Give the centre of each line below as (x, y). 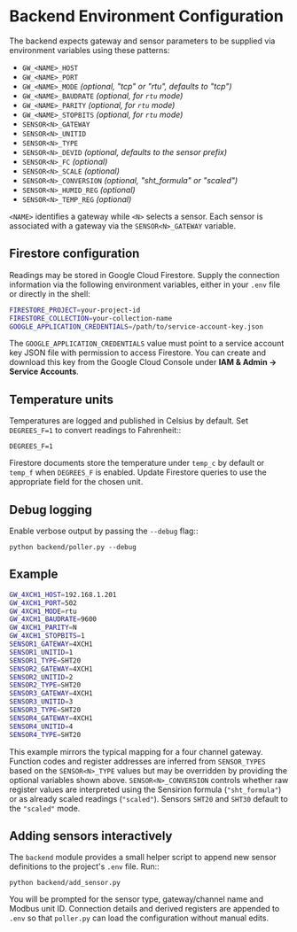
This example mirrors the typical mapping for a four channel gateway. (136, 751)
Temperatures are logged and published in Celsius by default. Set (129, 421)
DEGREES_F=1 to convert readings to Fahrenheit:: (95, 431)
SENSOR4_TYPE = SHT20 (45, 734)
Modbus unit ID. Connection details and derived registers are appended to (145, 909)
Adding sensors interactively (91, 836)
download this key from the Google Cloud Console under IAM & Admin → (143, 362)
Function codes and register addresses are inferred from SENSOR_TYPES (137, 761)
